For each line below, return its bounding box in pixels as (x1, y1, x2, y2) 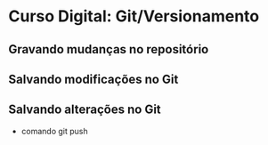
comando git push (20, 125, 88, 136)
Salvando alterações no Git (8, 102, 161, 117)
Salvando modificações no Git (8, 71, 179, 86)
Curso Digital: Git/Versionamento (8, 6, 260, 27)
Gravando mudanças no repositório (8, 42, 209, 57)
